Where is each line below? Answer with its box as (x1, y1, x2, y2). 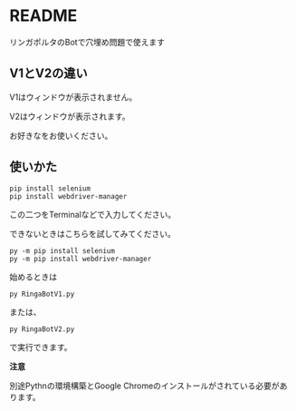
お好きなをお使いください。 (9, 130, 113, 141)
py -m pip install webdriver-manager (9, 254, 152, 263)
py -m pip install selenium (9, 246, 116, 255)
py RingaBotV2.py (9, 324, 75, 334)
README (9, 5, 78, 26)
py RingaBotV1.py (9, 289, 75, 298)
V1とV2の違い (9, 65, 88, 82)
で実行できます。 (9, 341, 72, 352)
